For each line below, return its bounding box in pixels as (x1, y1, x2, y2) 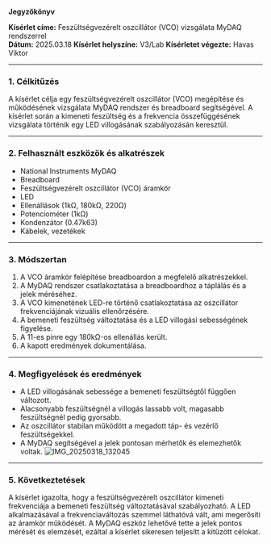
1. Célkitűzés (8, 76, 60, 87)
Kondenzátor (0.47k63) (19, 217, 98, 227)
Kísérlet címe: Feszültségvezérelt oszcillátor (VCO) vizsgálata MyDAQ (8, 23, 242, 31)
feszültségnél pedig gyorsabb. (19, 412, 122, 422)
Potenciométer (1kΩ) (19, 209, 89, 219)
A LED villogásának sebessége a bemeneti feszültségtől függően (19, 387, 236, 396)
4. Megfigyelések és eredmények (8, 368, 143, 379)
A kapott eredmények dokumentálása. (19, 341, 147, 350)
